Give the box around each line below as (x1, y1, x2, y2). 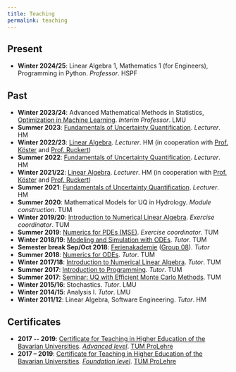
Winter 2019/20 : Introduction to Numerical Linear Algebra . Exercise (17, 213, 215, 222)
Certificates (7, 316, 61, 328)
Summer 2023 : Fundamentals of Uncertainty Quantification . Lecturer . (17, 123, 221, 132)
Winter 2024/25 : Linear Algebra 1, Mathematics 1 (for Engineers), (17, 61, 209, 70)
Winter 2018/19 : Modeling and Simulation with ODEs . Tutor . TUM (17, 235, 207, 244)
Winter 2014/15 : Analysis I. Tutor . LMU (17, 288, 131, 297)
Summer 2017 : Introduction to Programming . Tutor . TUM (17, 266, 182, 274)
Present (7, 43, 43, 55)
